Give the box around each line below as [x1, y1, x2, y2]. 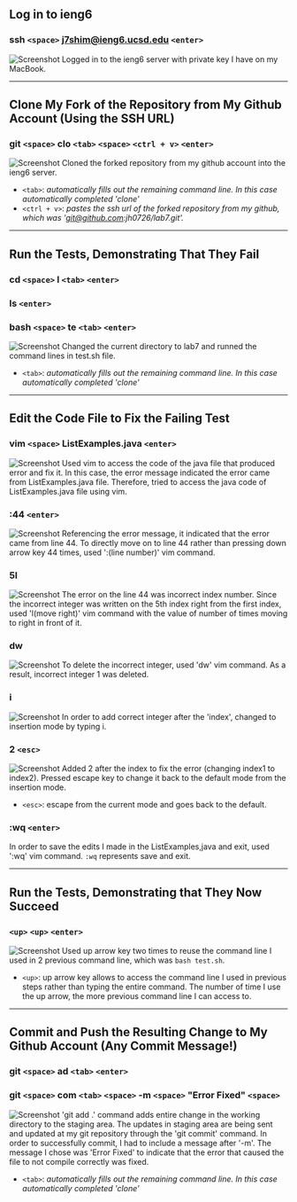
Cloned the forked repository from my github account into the [61, 158, 286, 168]
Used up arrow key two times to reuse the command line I [61, 946, 272, 956]
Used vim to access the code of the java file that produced [61, 457, 276, 468]
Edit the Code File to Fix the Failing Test [9, 411, 230, 426]
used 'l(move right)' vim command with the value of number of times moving [9, 608, 288, 619]
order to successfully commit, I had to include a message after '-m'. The [9, 1137, 272, 1148]
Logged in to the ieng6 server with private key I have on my [61, 53, 278, 65]
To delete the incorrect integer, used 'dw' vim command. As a [61, 660, 286, 670]
